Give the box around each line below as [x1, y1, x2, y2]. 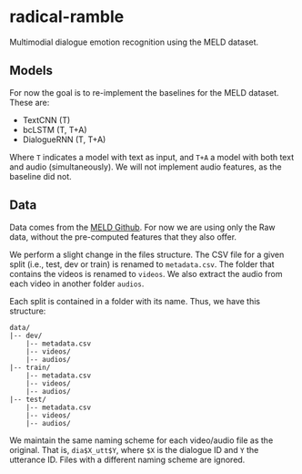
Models [9, 63, 53, 78]
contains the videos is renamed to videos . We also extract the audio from [9, 268, 283, 279]
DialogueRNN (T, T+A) [22, 134, 106, 145]
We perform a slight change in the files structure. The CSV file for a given [9, 249, 285, 260]
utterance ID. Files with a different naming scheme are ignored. [9, 454, 246, 465]
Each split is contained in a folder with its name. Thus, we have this [9, 295, 261, 306]
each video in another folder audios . [9, 278, 145, 289]
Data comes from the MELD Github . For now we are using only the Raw [9, 222, 276, 232]
